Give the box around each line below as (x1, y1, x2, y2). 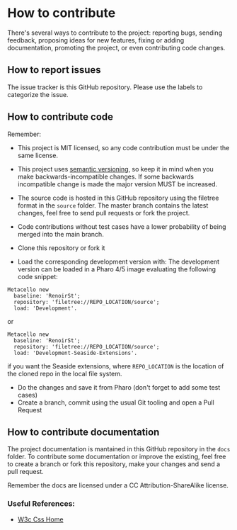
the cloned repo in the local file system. (7, 369, 122, 378)
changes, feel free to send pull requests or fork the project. (17, 208, 190, 217)
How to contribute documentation (7, 426, 160, 438)
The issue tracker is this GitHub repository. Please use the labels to (7, 83, 203, 91)
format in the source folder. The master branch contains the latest (17, 201, 209, 210)
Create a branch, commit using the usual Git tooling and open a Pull (17, 398, 214, 407)
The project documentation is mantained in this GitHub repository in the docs (7, 445, 231, 453)
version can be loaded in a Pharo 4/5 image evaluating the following (17, 264, 216, 274)
